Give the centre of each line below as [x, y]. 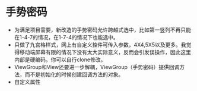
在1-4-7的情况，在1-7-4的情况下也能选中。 [66, 37]
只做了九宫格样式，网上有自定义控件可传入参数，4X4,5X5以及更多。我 [100, 45]
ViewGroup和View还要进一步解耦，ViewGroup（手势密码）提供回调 [97, 67]
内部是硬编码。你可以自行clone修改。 [60, 59]
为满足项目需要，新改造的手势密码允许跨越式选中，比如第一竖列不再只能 [102, 30]
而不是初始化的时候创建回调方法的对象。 [74, 74]
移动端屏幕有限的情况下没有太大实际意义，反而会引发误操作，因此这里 [105, 52]
